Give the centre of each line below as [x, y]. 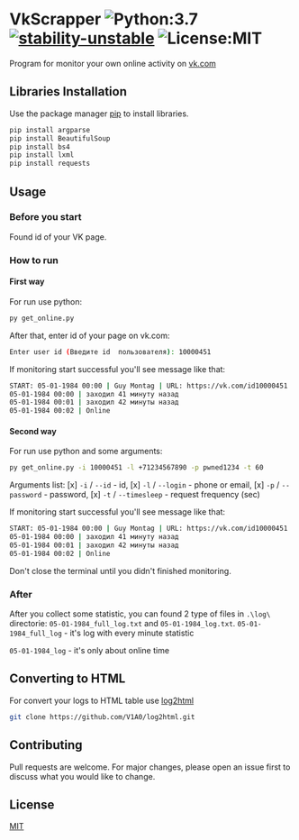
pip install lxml [42, 155]
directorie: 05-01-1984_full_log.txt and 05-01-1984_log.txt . [122, 624]
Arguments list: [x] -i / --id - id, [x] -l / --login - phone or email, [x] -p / [145, 485]
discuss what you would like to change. [82, 776]
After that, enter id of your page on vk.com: [90, 335]
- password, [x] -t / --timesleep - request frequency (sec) [152, 495]
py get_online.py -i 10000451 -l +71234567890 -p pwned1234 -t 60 [136, 468]
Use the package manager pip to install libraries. [99, 114]
